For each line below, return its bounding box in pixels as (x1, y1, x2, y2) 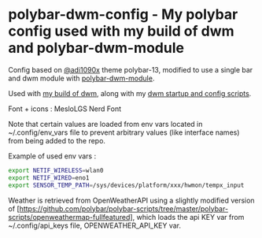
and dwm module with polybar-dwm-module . (8, 73, 155, 83)
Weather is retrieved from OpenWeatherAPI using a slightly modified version (8, 195, 255, 205)
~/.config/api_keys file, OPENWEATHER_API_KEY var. (8, 221, 181, 230)
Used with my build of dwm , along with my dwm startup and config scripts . (8, 88, 252, 98)
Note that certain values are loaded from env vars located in (8, 119, 203, 128)
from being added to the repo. (8, 136, 106, 145)
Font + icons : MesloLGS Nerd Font (8, 104, 122, 113)
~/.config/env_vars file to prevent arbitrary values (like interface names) (8, 128, 240, 137)
